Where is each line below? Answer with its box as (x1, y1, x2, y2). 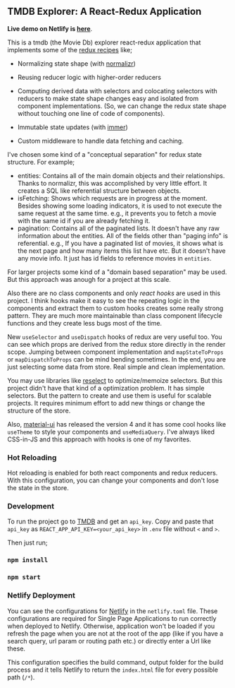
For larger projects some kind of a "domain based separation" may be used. (7, 268, 227, 276)
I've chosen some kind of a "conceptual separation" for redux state (7, 150, 203, 158)
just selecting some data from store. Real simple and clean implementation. (7, 362, 225, 371)
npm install (7, 556, 49, 564)
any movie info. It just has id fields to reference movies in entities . (17, 254, 212, 262)
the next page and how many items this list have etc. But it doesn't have (17, 247, 227, 255)
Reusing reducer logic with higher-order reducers (17, 73, 162, 81)
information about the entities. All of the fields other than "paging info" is (17, 231, 229, 239)
